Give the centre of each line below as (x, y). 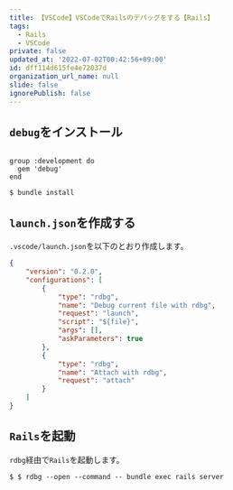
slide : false (34, 85)
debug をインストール (66, 132)
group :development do (52, 162)
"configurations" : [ (64, 280)
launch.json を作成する (73, 222)
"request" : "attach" (96, 381)
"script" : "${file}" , (98, 322)
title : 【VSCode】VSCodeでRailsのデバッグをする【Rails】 (112, 18)
